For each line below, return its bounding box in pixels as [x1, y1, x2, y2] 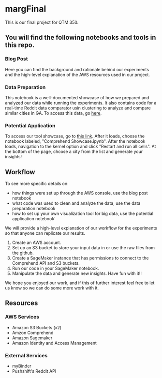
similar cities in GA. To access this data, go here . [5, 110, 102, 116]
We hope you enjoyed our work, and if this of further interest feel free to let [5, 280, 155, 286]
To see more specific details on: [5, 181, 69, 187]
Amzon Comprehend [12, 330, 54, 335]
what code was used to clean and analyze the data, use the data [12, 200, 141, 206]
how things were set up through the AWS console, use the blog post [12, 190, 148, 196]
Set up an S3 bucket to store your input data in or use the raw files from [12, 245, 155, 251]
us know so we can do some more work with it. [5, 285, 99, 291]
